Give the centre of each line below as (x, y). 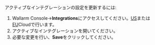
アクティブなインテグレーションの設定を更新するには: (61, 7)
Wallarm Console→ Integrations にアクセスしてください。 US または (81, 18)
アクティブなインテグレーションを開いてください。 (65, 31)
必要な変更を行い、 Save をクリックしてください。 (64, 37)
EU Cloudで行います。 (34, 25)
